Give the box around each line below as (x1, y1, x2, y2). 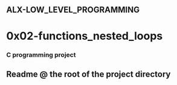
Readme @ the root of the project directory (6, 69, 171, 79)
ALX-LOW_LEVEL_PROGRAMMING (6, 5, 140, 15)
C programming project (6, 51, 76, 59)
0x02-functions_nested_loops (6, 29, 163, 43)
